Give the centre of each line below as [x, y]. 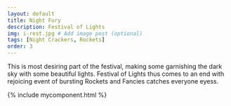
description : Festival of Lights [56, 27]
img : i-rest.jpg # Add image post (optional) [75, 33]
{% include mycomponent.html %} [57, 95]
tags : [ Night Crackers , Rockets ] [56, 40]
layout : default [31, 14]
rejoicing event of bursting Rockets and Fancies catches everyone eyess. [113, 81]
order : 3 [20, 46]
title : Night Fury [34, 20]
